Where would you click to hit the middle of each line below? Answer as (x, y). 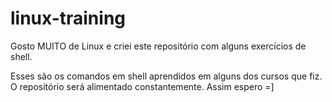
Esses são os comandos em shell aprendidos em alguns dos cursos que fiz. (166, 76)
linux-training (68, 18)
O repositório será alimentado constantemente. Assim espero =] (142, 86)
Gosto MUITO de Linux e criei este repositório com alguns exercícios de (158, 46)
